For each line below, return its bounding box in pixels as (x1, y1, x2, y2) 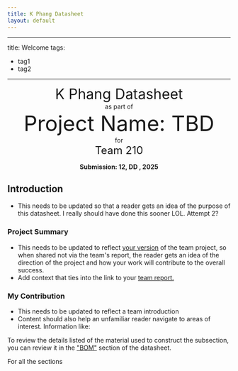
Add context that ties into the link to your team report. (17, 273, 175, 282)
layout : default (7, 17, 55, 24)
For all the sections (7, 357, 63, 365)
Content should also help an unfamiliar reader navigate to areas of (17, 314, 211, 323)
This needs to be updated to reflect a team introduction (17, 306, 179, 316)
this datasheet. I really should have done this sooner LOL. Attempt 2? (17, 209, 219, 218)
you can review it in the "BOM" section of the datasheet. (7, 343, 172, 352)
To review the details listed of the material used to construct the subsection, (7, 336, 229, 344)
